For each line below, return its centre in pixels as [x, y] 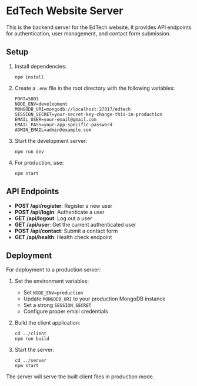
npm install [29, 77]
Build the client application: [47, 323]
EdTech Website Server [65, 11]
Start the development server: [51, 140]
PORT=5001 [27, 99]
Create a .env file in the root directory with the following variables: [95, 88]
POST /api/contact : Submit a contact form [66, 231]
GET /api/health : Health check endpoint [63, 237]
